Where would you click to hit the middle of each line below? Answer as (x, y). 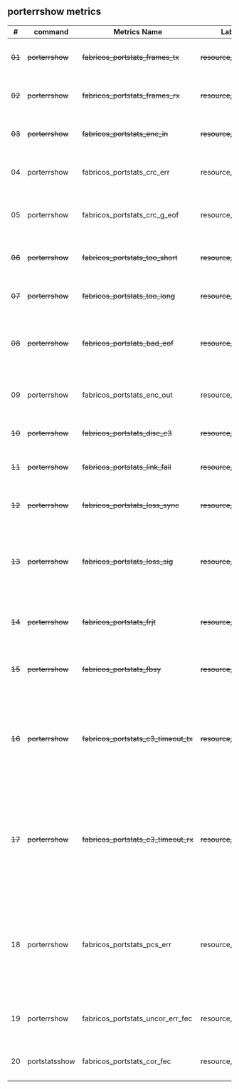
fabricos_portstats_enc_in (125, 133)
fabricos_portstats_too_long (129, 296)
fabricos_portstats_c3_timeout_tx (138, 738)
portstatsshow (52, 1061)
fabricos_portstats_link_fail (127, 467)
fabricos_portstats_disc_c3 (127, 433)
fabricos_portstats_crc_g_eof (131, 215)
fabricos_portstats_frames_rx (131, 96)
